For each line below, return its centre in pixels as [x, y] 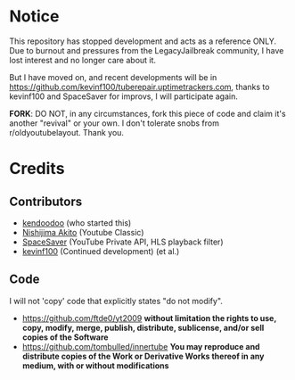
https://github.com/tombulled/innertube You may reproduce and [141, 346]
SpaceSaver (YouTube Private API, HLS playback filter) [123, 242]
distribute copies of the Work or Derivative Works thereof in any [143, 356]
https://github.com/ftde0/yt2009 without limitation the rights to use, [149, 318]
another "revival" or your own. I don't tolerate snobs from [115, 123]
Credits [37, 169]
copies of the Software [65, 337]
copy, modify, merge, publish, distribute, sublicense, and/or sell [143, 327]
